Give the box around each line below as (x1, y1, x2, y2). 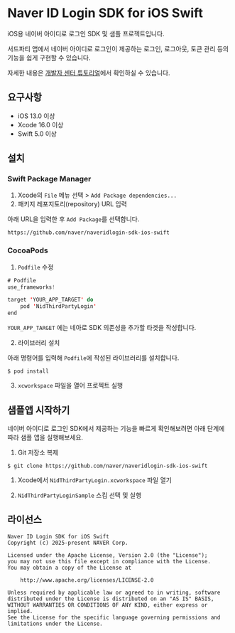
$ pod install (7, 368, 50, 375)
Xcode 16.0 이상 (17, 120, 64, 129)
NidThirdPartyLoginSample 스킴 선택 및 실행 (17, 491, 142, 499)
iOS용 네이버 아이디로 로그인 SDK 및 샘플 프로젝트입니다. (7, 29, 165, 38)
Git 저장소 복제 (17, 448, 59, 457)
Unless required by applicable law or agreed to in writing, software (7, 589, 221, 596)
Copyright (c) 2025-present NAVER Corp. (7, 539, 129, 546)
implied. (7, 607, 33, 615)
